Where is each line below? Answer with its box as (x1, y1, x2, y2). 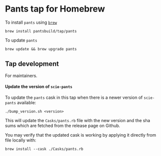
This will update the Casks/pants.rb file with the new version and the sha (5, 117, 150, 123)
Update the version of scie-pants (5, 84, 73, 90)
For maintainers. (5, 73, 38, 78)
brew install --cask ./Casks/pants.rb (5, 146, 83, 151)
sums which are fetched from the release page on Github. (5, 123, 120, 128)
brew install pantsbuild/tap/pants (5, 29, 77, 33)
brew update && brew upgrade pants (5, 47, 77, 51)
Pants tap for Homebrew (5, 3, 105, 15)
